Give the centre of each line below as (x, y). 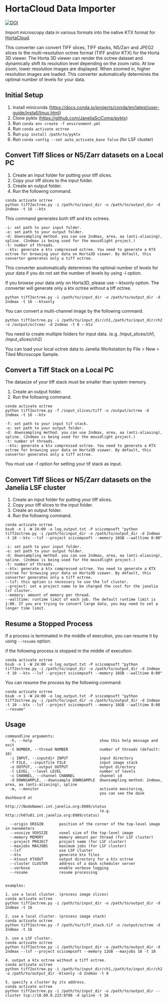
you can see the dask (122, 793)
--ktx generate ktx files (55, 855)
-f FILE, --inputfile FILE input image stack (74, 763)
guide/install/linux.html (36, 112)
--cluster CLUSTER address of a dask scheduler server (73, 863)
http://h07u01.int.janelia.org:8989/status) (52, 815)
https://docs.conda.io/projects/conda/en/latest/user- (105, 107)
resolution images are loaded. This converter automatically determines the (82, 74)
